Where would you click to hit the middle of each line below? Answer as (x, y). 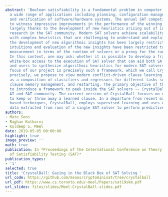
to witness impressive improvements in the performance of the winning (86, 24)
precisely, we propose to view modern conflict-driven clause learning (86, 75)
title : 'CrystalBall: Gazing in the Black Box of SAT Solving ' (73, 173)
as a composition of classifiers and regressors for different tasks (83, 80)
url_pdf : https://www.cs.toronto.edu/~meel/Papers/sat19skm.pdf (73, 182)
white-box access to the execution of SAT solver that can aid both (82, 61)
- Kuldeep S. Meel (24, 126)
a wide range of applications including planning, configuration (79, 15)
